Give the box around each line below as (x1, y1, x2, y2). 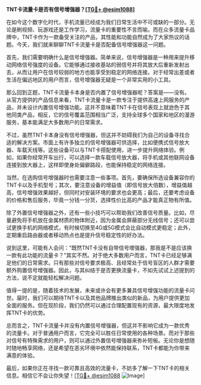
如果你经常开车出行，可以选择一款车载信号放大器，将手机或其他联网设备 (16, 154, 195, 161)
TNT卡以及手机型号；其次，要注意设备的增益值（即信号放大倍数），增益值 (6, 182, 187, 188)
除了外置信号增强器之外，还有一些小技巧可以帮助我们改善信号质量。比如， (6, 209, 190, 216)
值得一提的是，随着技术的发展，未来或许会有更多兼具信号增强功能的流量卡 (6, 287, 190, 294)
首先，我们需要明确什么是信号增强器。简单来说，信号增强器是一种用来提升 (6, 54, 190, 60)
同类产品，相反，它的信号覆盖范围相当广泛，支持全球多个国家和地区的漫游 (11, 111, 195, 118)
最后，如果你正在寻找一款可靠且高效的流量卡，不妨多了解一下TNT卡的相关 (6, 365, 190, 371)
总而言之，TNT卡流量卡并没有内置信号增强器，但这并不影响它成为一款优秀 (6, 322, 190, 329)
